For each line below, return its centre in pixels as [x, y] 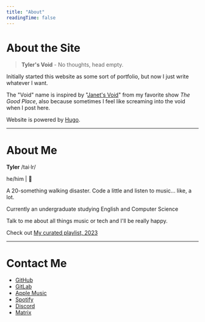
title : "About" [26, 12]
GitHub [24, 280]
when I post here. [28, 108]
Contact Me [37, 263]
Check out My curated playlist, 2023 [52, 233]
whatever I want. [27, 83]
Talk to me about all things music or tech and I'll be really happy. [87, 221]
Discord [25, 306]
